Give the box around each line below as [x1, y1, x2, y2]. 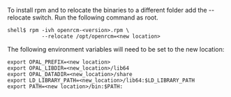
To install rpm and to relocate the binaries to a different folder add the [7, 6, 207, 14]
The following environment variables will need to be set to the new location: [7, 45, 225, 53]
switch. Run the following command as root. [32, 13, 158, 22]
